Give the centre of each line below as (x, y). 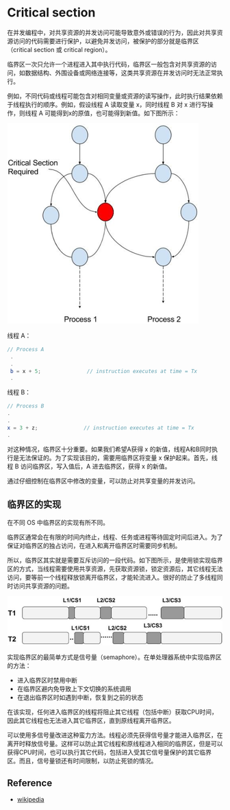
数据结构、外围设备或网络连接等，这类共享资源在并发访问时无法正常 (121, 73)
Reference (30, 783)
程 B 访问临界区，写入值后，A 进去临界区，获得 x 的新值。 (89, 466)
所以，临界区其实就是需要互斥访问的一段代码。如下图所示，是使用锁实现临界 (115, 560)
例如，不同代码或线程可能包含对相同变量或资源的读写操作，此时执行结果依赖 (115, 96)
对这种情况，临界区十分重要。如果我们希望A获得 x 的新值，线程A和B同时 (110, 449)
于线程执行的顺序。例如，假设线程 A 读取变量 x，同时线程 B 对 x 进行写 (107, 104)
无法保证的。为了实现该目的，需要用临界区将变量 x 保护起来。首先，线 (118, 457)
